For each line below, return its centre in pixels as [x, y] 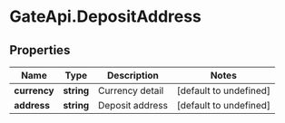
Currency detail [131, 90]
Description [133, 76]
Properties [40, 50]
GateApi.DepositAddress [106, 17]
